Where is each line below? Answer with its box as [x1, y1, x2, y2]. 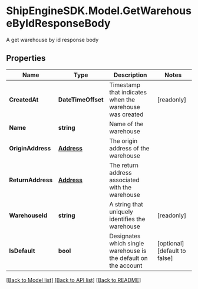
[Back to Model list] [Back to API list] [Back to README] [6, 276, 141, 284]
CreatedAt [9, 96, 39, 104]
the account [109, 261, 143, 270]
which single [109, 239, 144, 247]
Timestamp [109, 81, 141, 89]
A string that [109, 200, 143, 208]
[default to [157, 247, 186, 255]
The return [109, 161, 138, 169]
